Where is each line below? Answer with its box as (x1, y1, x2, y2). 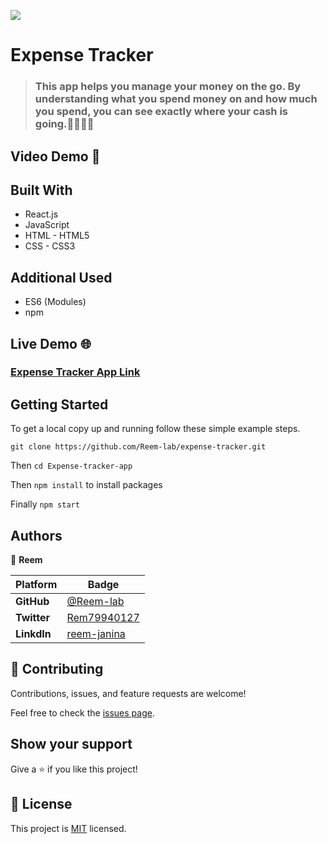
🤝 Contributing (10, 661, 104, 678)
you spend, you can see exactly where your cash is (34, 105, 288, 119)
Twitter (15, 611, 51, 625)
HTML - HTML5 (24, 230, 90, 242)
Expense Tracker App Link (10, 365, 141, 379)
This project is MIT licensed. (10, 822, 127, 834)
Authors (10, 527, 63, 544)
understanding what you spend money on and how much (34, 92, 318, 106)
